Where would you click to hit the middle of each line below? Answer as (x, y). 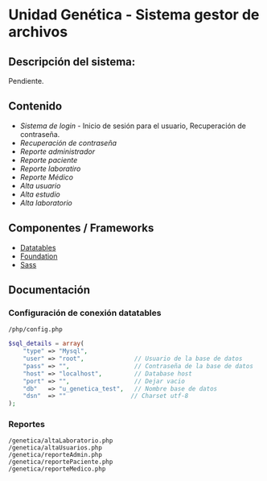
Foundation (39, 256)
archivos (38, 32)
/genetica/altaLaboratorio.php (61, 441)
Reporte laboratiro (50, 168)
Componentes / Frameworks (81, 228)
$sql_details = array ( (46, 344)
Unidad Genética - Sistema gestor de (134, 15)
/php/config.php (35, 330)
